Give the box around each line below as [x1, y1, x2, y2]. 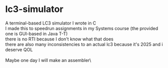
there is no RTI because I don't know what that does [5, 36, 114, 42]
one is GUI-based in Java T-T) [5, 30, 68, 36]
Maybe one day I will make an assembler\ [5, 57, 92, 63]
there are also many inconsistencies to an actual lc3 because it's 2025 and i [5, 41, 163, 47]
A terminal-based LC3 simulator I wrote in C [5, 20, 96, 26]
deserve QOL [5, 46, 33, 52]
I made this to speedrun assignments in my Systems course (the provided [5, 25, 158, 31]
